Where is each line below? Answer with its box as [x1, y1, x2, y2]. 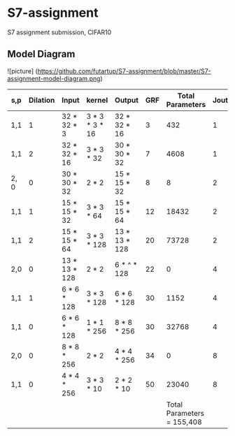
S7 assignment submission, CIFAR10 [7, 28, 112, 36]
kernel [86, 95, 108, 105]
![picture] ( [7, 66, 38, 75]
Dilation [29, 95, 55, 105]
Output [114, 95, 138, 105]
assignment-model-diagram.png [7, 74, 101, 82]
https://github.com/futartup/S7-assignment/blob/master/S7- [37, 66, 211, 75]
